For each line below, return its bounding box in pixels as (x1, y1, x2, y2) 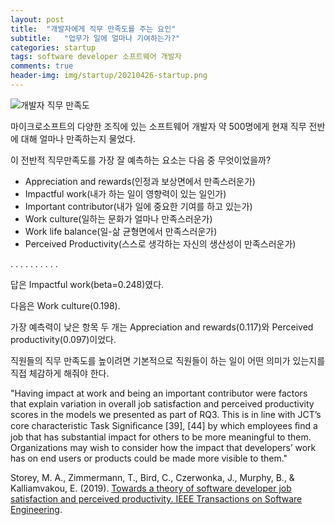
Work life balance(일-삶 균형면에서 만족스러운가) (24, 225, 218, 237)
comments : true (10, 61, 74, 71)
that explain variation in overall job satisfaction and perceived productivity (10, 397, 315, 410)
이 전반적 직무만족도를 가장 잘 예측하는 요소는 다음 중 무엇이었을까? (10, 154, 272, 166)
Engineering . (10, 503, 63, 515)
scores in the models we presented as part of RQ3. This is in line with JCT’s (10, 408, 322, 420)
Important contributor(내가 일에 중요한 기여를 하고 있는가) (24, 200, 253, 212)
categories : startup (10, 42, 97, 53)
